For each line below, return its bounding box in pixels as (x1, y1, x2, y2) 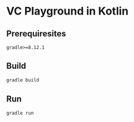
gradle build (6, 77, 40, 83)
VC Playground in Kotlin (6, 4, 129, 18)
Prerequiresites (6, 29, 66, 39)
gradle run (6, 110, 34, 116)
